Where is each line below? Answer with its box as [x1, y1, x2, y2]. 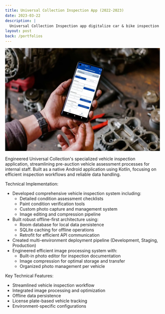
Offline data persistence [12, 292, 61, 298]
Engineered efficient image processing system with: [12, 247, 117, 253]
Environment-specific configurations [12, 303, 86, 309]
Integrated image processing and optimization [12, 287, 106, 293]
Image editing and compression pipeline [19, 211, 101, 217]
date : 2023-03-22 [5, 13, 41, 18]
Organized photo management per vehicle [19, 263, 105, 269]
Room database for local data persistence [19, 221, 104, 227]
